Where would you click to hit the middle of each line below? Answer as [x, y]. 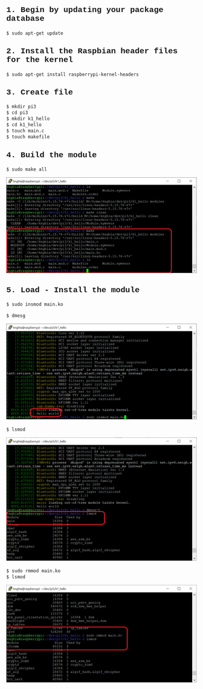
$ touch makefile [28, 137]
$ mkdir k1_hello [28, 119]
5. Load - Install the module [73, 290]
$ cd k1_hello [24, 125]
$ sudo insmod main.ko [35, 305]
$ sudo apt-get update [35, 33]
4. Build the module [52, 155]
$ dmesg [16, 316]
